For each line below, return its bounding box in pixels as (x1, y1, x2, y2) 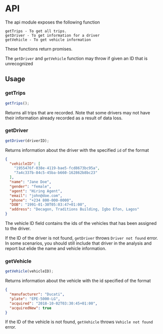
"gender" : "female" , (9, 184, 52, 189)
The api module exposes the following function (5, 19, 100, 25)
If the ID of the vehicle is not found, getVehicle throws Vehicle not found (5, 319, 153, 325)
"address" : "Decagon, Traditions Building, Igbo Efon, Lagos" (9, 207, 139, 212)
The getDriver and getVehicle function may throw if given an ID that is (5, 55, 148, 61)
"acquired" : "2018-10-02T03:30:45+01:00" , (9, 301, 98, 306)
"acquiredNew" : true (9, 306, 52, 310)
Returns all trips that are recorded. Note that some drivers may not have (5, 110, 151, 115)
